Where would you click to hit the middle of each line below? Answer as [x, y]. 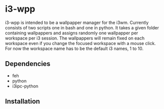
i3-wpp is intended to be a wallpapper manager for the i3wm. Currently [77, 22]
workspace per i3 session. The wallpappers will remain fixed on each [75, 38]
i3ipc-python [25, 86]
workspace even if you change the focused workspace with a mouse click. [81, 43]
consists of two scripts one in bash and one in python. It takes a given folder [82, 27]
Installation [23, 101]
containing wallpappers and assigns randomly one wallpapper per [72, 33]
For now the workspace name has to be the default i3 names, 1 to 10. [74, 48]
